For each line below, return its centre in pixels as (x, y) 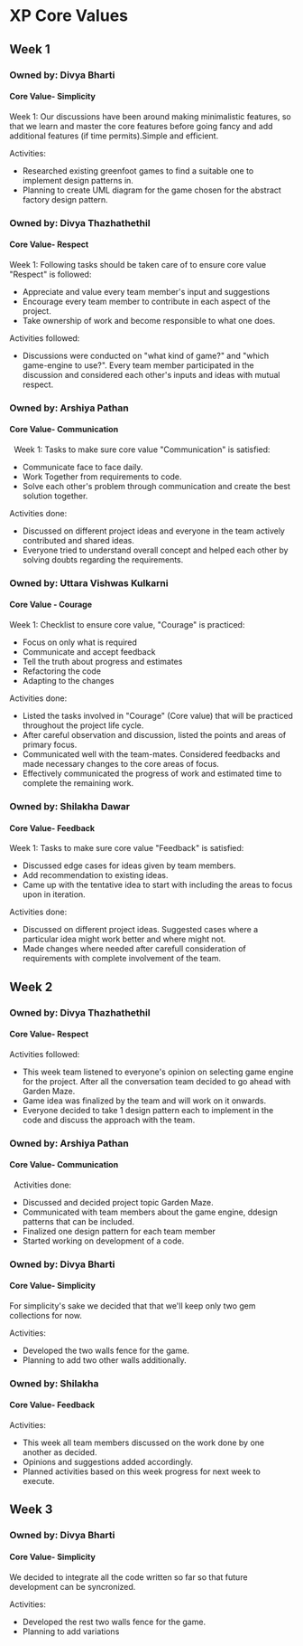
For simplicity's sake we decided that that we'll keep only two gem (133, 1305)
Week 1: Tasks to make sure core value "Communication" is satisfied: (142, 449)
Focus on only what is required (80, 642)
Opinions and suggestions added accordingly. (108, 1462)
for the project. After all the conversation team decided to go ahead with (156, 1081)
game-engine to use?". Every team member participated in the (138, 365)
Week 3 (31, 1510)
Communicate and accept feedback (89, 652)
